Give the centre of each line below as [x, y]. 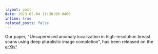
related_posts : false [27, 23]
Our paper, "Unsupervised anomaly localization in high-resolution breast [78, 37]
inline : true [18, 18]
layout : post [18, 9]
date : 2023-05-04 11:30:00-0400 [38, 14]
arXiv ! [11, 47]
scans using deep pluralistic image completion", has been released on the [79, 42]
